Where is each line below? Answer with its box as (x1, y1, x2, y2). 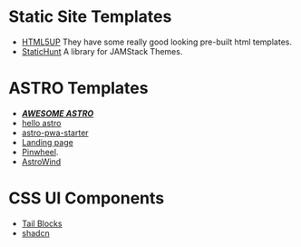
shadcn (21, 227, 51, 238)
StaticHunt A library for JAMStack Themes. (21, 45, 183, 56)
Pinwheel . (21, 146, 59, 157)
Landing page (21, 136, 73, 147)
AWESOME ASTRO (21, 107, 94, 119)
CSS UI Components (8, 188, 165, 209)
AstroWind (21, 156, 62, 167)
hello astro (21, 117, 62, 128)
